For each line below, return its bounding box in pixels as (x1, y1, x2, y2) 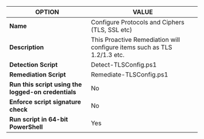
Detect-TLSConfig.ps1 (90, 61, 157, 69)
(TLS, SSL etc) (90, 25, 132, 34)
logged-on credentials (9, 88, 76, 96)
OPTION (35, 8, 59, 16)
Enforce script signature (9, 98, 81, 106)
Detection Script (9, 61, 58, 69)
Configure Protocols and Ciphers (90, 18, 185, 26)
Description (9, 43, 44, 51)
